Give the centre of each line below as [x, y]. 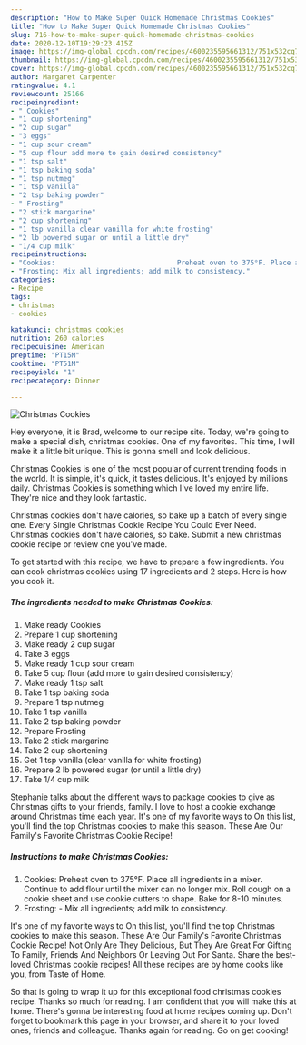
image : [23, 52]
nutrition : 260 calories [57, 338]
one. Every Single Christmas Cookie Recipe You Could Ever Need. [133, 525]
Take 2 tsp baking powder [72, 722]
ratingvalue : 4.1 [43, 85]
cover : [23, 69]
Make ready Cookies [62, 625]
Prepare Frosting [55, 731]
